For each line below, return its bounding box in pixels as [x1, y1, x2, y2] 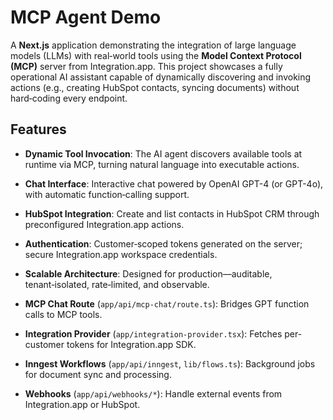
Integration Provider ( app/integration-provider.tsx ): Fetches [24, 327, 283, 340]
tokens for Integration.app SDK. [66, 338, 197, 350]
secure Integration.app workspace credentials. [24, 248, 218, 260]
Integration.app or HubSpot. [24, 398, 141, 410]
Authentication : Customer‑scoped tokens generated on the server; [24, 237, 303, 250]
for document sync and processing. [24, 368, 172, 380]
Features [10, 121, 67, 138]
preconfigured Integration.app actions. [24, 218, 185, 230]
